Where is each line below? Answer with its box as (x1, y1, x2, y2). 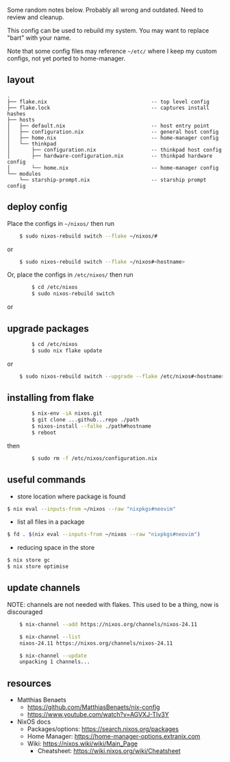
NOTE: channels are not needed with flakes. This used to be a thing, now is (7, 600, 219, 608)
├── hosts (7, 116, 36, 123)
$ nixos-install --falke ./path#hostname (31, 423, 152, 430)
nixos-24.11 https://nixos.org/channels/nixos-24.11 (19, 640, 173, 647)
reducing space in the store (16, 544, 95, 552)
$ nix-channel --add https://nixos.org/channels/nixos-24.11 (19, 621, 197, 627)
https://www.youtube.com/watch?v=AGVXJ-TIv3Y (27, 711, 169, 719)
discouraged (7, 608, 43, 616)
